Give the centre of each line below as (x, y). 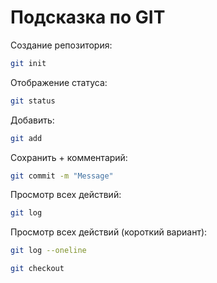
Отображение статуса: (59, 82)
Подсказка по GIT (88, 17)
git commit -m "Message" (62, 176)
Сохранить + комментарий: (69, 157)
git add (26, 138)
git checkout (37, 269)
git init (28, 63)
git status (33, 101)
